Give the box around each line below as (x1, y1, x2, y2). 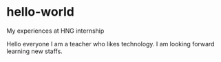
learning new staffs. (6, 47, 63, 55)
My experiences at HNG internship (6, 27, 105, 35)
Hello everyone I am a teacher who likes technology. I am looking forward (6, 40, 215, 48)
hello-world (6, 4, 75, 20)
